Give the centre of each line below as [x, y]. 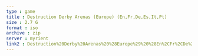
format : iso [22, 28]
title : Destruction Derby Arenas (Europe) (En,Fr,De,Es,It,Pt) [87, 17]
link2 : [16, 44]
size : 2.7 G [22, 22]
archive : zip [24, 33]
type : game [21, 11]
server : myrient [27, 38]
